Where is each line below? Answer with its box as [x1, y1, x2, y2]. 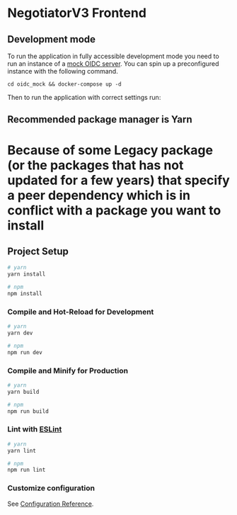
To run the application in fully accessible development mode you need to [7, 52, 219, 60]
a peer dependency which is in [7, 187, 191, 203]
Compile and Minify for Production [7, 366, 129, 375]
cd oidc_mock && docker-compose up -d [7, 81, 122, 88]
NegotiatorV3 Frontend [7, 5, 147, 21]
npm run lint [7, 466, 46, 474]
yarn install [7, 271, 46, 278]
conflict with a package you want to [7, 202, 221, 218]
